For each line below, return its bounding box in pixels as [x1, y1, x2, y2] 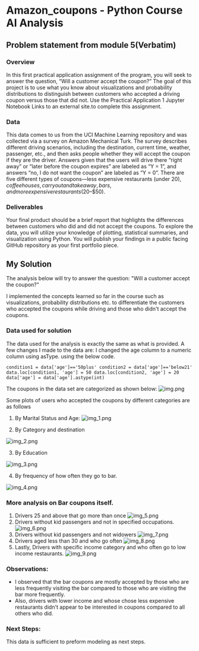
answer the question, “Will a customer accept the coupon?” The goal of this [6, 77, 192, 84]
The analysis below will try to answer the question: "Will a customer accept [6, 275, 190, 282]
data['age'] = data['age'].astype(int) [6, 374, 105, 381]
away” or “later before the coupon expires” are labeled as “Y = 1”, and [6, 163, 176, 170]
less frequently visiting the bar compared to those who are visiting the [14, 584, 187, 592]
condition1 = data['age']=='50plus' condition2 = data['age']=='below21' [6, 364, 193, 370]
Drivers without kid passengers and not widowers [14, 531, 137, 538]
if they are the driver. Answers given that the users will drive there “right [6, 157, 182, 164]
